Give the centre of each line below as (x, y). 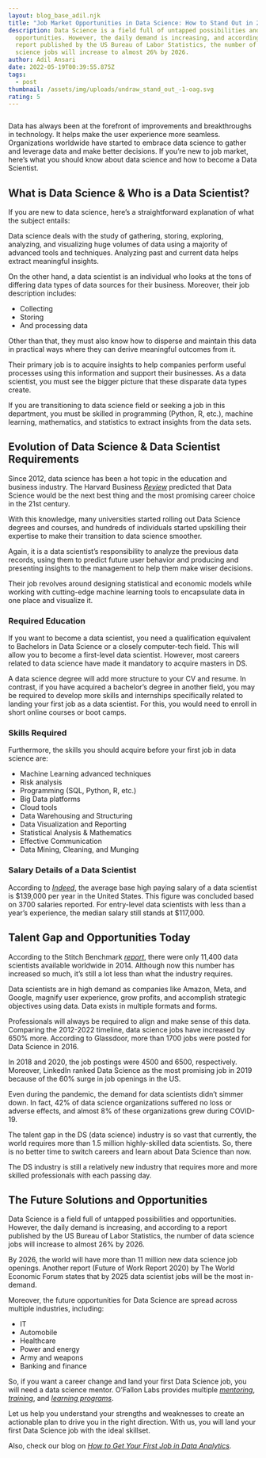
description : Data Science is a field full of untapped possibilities (127, 30)
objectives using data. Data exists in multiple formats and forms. (113, 1006)
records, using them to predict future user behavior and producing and (123, 559)
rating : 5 (25, 97)
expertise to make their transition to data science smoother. (105, 536)
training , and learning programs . (61, 1399)
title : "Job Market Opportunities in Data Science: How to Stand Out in (131, 23)
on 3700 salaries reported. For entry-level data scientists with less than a (127, 904)
